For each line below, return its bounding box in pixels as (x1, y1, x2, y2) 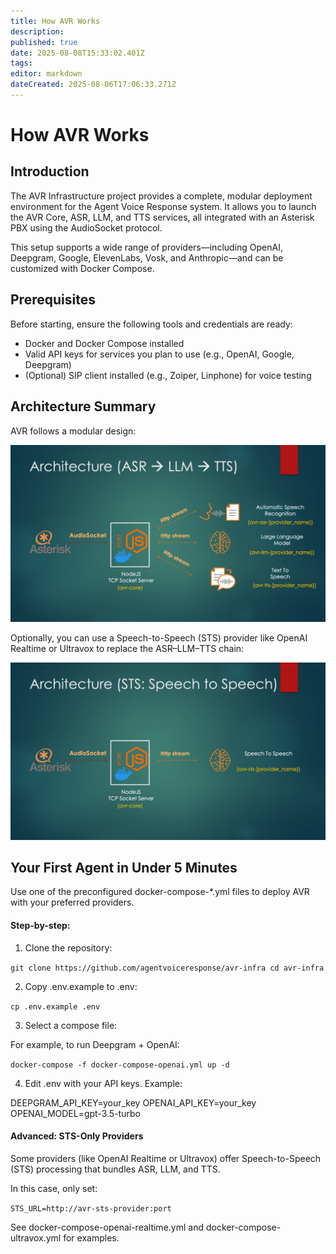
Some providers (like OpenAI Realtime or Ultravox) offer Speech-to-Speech (10, 1152, 322, 1164)
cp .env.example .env (10, 1001, 101, 1012)
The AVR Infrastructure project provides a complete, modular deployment (10, 190, 313, 202)
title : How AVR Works (10, 16, 101, 26)
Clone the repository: (24, 941, 113, 954)
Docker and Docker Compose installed (24, 337, 185, 349)
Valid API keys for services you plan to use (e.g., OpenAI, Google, (24, 348, 295, 360)
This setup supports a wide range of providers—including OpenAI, (10, 241, 283, 253)
